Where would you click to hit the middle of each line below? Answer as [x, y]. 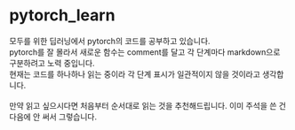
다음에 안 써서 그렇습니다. [53, 117]
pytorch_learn [62, 15]
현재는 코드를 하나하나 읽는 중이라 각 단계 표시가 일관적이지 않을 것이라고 [135, 74]
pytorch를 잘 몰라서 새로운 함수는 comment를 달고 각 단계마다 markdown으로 [145, 52]
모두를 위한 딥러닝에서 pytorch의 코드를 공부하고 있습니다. [110, 41]
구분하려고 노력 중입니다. [52, 63]
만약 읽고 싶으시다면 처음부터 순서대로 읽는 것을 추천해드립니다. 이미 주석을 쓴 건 [148, 105]
